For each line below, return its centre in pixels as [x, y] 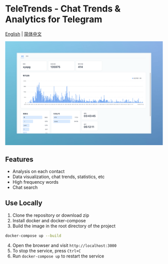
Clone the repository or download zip [51, 215]
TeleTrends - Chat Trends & [63, 9]
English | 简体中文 [23, 34]
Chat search [25, 187]
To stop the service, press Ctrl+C [46, 250]
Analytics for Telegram [54, 19]
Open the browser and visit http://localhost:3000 [64, 245]
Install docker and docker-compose [49, 220]
